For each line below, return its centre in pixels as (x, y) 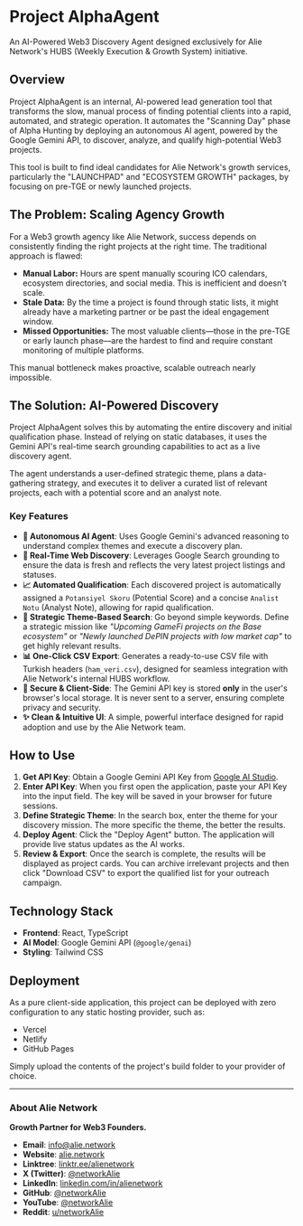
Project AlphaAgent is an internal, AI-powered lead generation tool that (141, 101)
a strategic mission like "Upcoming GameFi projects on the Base (142, 627)
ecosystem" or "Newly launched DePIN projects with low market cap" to (157, 636)
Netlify (35, 1039)
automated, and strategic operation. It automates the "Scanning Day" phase (150, 120)
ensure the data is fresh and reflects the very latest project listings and (154, 565)
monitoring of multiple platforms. (83, 350)
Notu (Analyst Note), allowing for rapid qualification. (118, 607)
